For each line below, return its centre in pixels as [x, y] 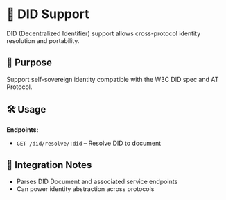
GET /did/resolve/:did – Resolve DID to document [89, 143]
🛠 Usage [26, 109]
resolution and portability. [43, 40]
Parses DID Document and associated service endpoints [97, 182]
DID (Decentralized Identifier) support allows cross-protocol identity [104, 33]
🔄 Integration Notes [49, 165]
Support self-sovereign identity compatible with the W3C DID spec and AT [113, 79]
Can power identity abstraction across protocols [85, 189]
